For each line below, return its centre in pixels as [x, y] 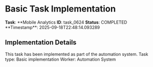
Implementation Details [41, 43]
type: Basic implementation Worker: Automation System [61, 59]
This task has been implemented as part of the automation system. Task [77, 54]
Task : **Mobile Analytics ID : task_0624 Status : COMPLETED [66, 22]
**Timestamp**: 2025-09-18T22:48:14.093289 [53, 27]
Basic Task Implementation [60, 9]
